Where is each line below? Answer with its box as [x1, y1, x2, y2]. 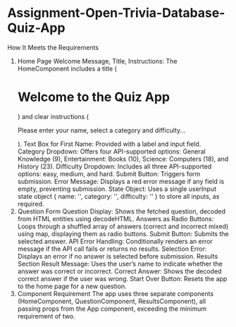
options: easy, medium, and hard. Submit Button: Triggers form [17, 169, 201, 178]
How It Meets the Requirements [7, 43, 99, 51]
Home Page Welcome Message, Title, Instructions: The [17, 56, 178, 65]
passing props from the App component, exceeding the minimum [17, 304, 206, 313]
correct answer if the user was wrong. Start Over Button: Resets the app [17, 274, 228, 283]
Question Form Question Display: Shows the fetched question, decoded [17, 206, 226, 216]
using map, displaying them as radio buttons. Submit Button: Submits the [17, 229, 229, 237]
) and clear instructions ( [17, 112, 89, 121]
